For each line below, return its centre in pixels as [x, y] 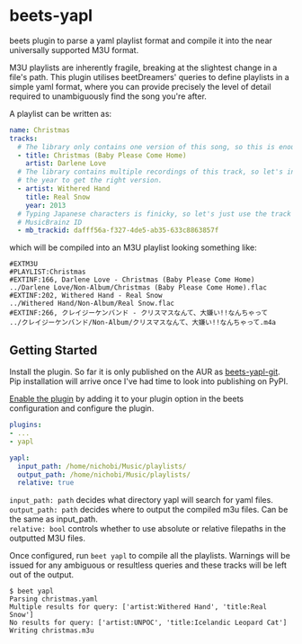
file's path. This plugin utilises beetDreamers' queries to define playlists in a [149, 76]
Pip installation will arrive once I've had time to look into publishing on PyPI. [149, 381]
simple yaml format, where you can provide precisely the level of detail [140, 86]
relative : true [46, 483]
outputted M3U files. [47, 538]
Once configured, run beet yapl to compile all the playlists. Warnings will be [150, 556]
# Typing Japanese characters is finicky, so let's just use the [142, 214]
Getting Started [53, 350]
